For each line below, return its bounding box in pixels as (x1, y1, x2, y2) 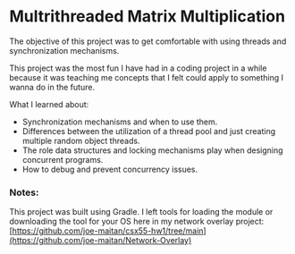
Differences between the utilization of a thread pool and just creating (21, 125, 276, 136)
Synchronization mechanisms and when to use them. (21, 116, 218, 127)
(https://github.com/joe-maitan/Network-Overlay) (9, 235, 192, 246)
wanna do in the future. (9, 81, 96, 92)
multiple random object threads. (21, 135, 140, 146)
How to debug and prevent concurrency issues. (21, 164, 198, 174)
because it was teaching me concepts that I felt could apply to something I (9, 72, 284, 82)
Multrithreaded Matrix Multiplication (9, 6, 286, 27)
